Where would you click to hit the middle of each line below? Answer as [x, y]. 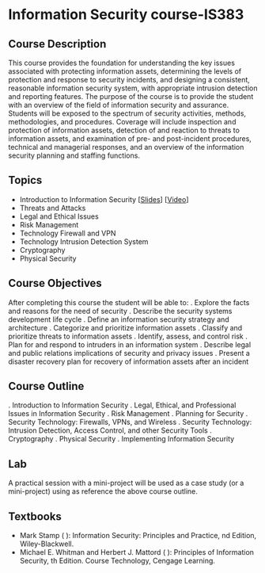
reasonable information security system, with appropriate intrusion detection [133, 88]
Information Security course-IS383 [126, 15]
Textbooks [35, 516]
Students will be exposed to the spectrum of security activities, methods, [127, 113]
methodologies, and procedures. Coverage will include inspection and [122, 122]
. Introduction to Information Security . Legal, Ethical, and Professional [122, 405]
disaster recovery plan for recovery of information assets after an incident [129, 361]
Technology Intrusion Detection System [84, 241]
